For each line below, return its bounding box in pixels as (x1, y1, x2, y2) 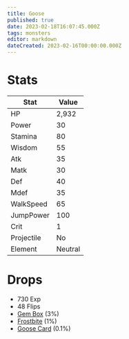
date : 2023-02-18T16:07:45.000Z (7, 23, 100, 30)
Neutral (56, 244, 81, 254)
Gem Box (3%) (17, 309, 60, 318)
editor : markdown (7, 36, 57, 43)
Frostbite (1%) (17, 317, 57, 325)
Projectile (10, 233, 41, 243)
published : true (7, 17, 54, 24)
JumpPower (10, 210, 50, 220)
